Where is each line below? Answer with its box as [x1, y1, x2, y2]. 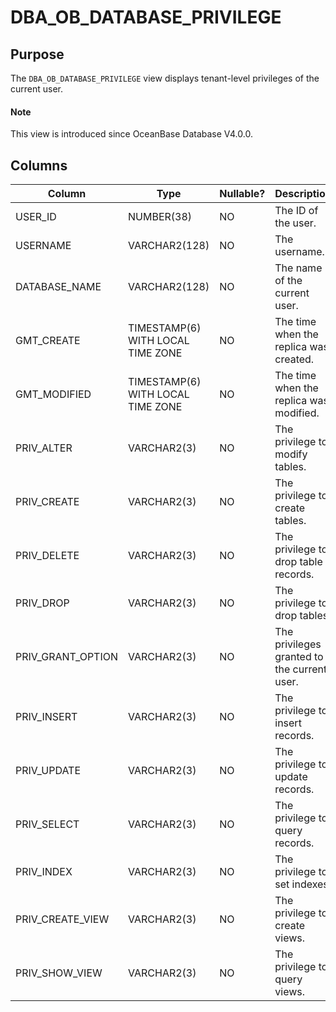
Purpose [10, 46, 65, 63]
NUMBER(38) [128, 210, 193, 224]
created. [274, 352, 315, 366]
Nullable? [219, 187, 266, 201]
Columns [10, 157, 68, 174]
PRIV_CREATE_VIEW [15, 912, 110, 926]
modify [274, 447, 308, 461]
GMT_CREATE [15, 334, 81, 348]
